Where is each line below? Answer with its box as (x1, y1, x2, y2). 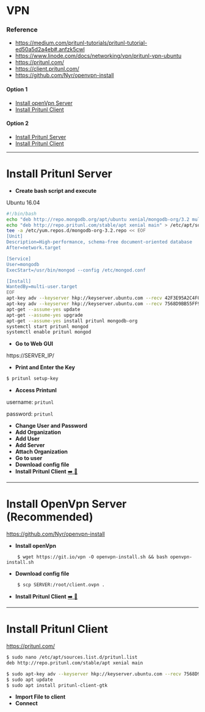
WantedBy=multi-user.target (6, 284, 78, 290)
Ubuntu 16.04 (6, 199, 40, 206)
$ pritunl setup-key (6, 376, 59, 382)
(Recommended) (6, 510, 93, 524)
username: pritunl (6, 398, 54, 406)
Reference (6, 26, 38, 34)
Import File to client (15, 693, 66, 700)
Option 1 (6, 86, 28, 93)
